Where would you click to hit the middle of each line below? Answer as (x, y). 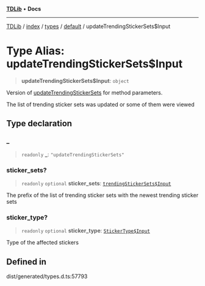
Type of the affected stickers (43, 243)
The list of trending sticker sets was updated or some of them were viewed (100, 104)
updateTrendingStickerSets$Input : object (75, 80)
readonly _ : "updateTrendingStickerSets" (73, 154)
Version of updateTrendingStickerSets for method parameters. (85, 92)
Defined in (27, 262)
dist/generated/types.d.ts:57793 (47, 276)
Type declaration (39, 123)
